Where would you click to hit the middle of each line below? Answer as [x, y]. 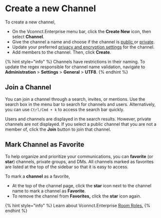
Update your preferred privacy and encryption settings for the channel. [83, 47]
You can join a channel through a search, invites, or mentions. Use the [75, 99]
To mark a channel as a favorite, [37, 176]
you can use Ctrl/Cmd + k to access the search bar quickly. [65, 109]
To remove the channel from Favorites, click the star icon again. [77, 196]
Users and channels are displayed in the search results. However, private [78, 119]
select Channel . [28, 37]
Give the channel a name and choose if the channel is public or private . [83, 41]
